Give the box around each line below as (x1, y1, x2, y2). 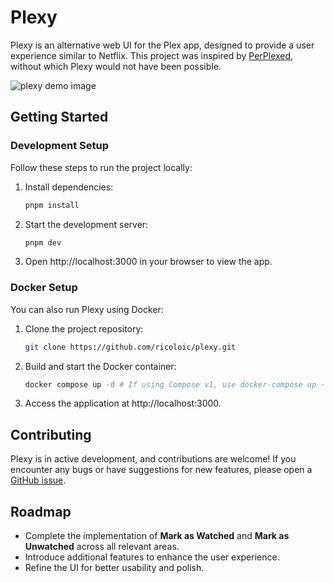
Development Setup (10, 139, 109, 153)
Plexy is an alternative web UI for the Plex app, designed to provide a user (10, 39, 315, 51)
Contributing (10, 426, 92, 443)
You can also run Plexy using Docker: (10, 303, 164, 315)
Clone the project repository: (24, 322, 144, 335)
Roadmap (10, 503, 72, 520)
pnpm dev (24, 237, 62, 248)
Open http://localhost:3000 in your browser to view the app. (24, 256, 273, 268)
